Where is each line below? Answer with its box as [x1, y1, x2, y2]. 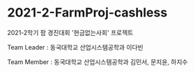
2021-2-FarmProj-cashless [7, 5, 168, 21]
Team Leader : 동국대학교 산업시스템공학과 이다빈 [7, 43, 144, 51]
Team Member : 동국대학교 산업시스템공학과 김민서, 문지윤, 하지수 [7, 57, 188, 66]
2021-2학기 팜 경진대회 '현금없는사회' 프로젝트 [7, 28, 134, 36]
